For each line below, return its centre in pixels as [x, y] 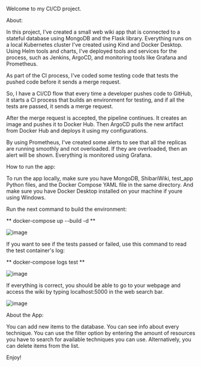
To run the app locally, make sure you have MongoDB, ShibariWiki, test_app [100, 178]
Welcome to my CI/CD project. [44, 9]
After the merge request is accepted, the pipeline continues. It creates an [97, 118]
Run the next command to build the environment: [67, 209]
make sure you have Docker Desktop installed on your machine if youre [94, 191]
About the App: [25, 315]
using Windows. [26, 197]
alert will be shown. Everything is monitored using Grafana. [79, 155]
